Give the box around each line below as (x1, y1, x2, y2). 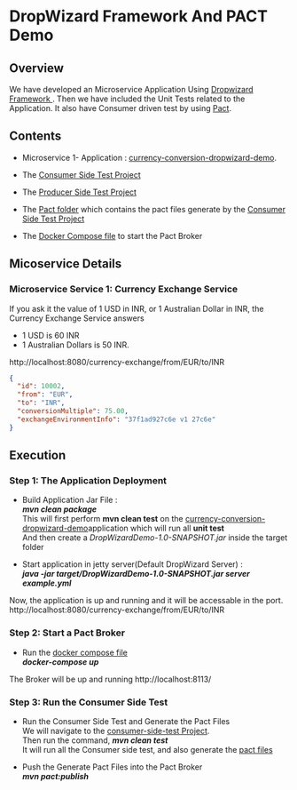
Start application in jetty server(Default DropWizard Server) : (21, 559, 244, 570)
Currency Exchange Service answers (9, 313, 145, 323)
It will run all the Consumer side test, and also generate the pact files (21, 744, 273, 754)
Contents (9, 129, 62, 144)
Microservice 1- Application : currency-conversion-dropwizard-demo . (21, 152, 277, 163)
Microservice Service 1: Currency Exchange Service (9, 283, 238, 295)
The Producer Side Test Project (21, 187, 137, 197)
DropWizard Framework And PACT (9, 6, 269, 27)
